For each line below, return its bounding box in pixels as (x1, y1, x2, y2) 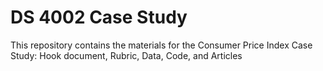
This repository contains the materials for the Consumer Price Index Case (10, 39, 313, 51)
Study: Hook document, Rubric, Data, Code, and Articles (10, 49, 243, 61)
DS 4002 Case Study (10, 6, 188, 29)
